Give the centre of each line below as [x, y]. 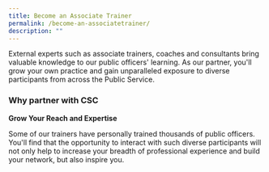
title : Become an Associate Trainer [70, 16]
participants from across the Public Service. [82, 80]
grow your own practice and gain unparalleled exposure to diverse [119, 71]
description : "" [36, 31]
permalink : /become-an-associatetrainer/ [79, 23]
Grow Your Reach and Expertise [63, 118]
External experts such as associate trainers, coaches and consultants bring [134, 54]
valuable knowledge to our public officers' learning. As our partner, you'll [130, 62]
